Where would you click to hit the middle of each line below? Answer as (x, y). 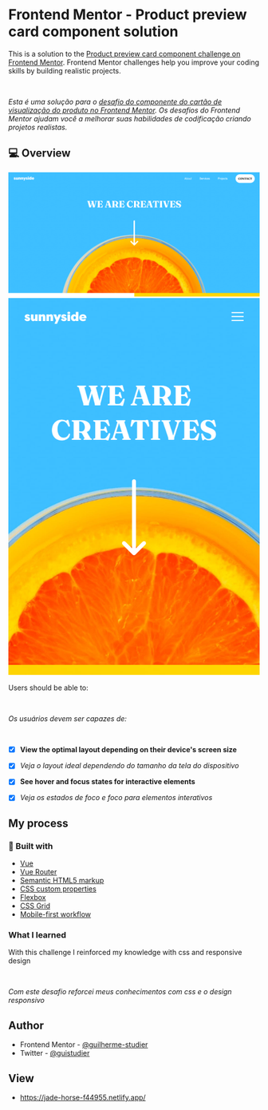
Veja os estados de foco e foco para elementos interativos (116, 798)
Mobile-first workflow (55, 914)
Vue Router (38, 872)
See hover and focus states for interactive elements (107, 782)
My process (38, 823)
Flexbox (33, 898)
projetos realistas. (38, 127)
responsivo (27, 1001)
